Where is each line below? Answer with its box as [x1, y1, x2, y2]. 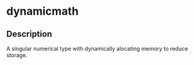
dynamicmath [6, 4, 79, 18]
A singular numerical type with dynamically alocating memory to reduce [6, 45, 188, 52]
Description [6, 29, 52, 39]
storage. [6, 52, 28, 59]
